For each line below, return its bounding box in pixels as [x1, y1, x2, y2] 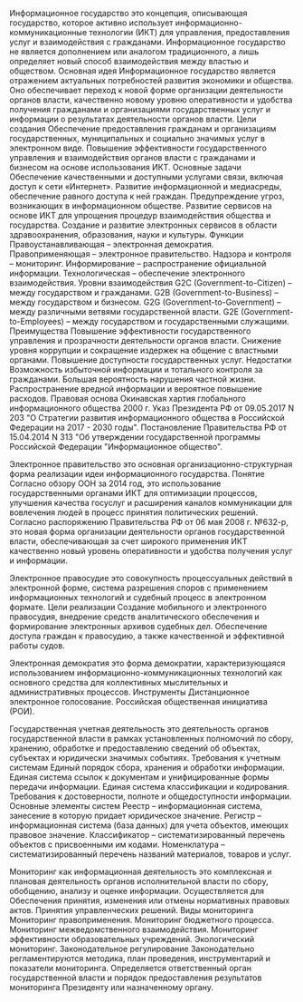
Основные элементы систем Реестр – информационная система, [9, 801, 263, 811]
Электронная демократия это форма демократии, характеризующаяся [9, 657, 286, 668]
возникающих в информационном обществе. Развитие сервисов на [9, 200, 273, 211]
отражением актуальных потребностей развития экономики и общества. [9, 75, 294, 85]
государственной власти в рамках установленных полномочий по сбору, [9, 734, 294, 744]
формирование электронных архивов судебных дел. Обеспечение [9, 621, 268, 631]
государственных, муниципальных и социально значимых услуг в [9, 133, 265, 143]
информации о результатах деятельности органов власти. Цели [9, 113, 257, 124]
